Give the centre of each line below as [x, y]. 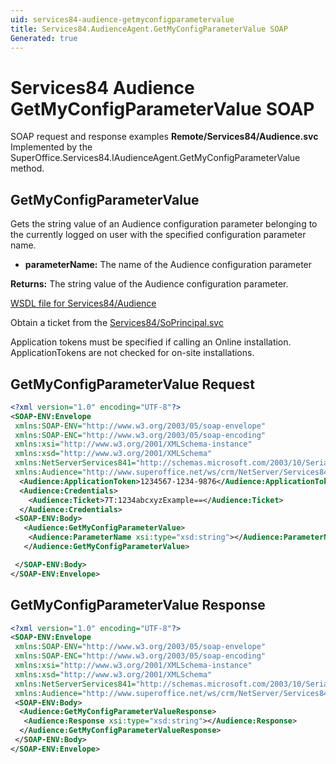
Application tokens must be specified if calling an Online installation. [151, 342]
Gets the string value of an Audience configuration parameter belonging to [164, 224]
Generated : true [44, 38]
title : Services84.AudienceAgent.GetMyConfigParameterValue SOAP [149, 29]
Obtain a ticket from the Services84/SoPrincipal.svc [117, 323]
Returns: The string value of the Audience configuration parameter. [149, 284]
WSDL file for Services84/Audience [83, 303]
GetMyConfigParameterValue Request [132, 384]
